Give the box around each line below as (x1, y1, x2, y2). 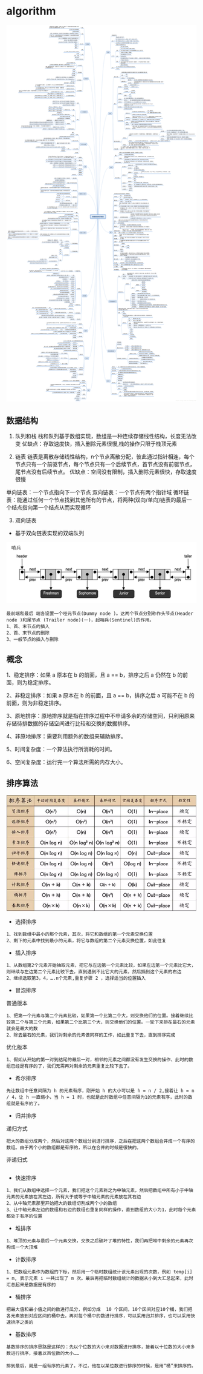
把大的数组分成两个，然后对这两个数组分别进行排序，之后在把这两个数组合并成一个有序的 (6, 1138, 195, 1144)
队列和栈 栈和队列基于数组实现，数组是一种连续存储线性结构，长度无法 (14, 432, 192, 440)
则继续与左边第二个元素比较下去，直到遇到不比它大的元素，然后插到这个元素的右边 (6, 968, 182, 974)
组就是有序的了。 (6, 1101, 43, 1107)
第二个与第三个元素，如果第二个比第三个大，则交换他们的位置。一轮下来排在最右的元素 (10, 1019, 195, 1025)
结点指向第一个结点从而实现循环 (11, 504, 91, 511)
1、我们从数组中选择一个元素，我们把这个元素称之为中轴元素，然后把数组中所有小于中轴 (6, 1187, 193, 1193)
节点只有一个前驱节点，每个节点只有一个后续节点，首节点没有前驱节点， (14, 461, 195, 468)
